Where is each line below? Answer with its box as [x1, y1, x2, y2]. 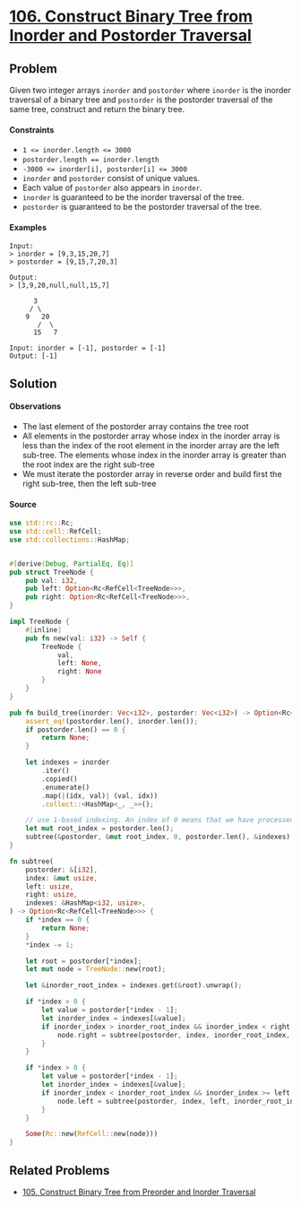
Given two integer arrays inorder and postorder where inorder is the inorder [9, 85, 291, 95]
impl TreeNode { [9, 617, 70, 627]
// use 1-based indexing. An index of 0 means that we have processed [25, 816, 295, 825]
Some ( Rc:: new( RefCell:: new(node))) [25, 1130, 159, 1139]
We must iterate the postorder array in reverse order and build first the [21, 469, 282, 479]
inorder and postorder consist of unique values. [21, 173, 200, 184]
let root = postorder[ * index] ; [25, 957, 142, 966]
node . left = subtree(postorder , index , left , [56, 1097, 230, 1106]
